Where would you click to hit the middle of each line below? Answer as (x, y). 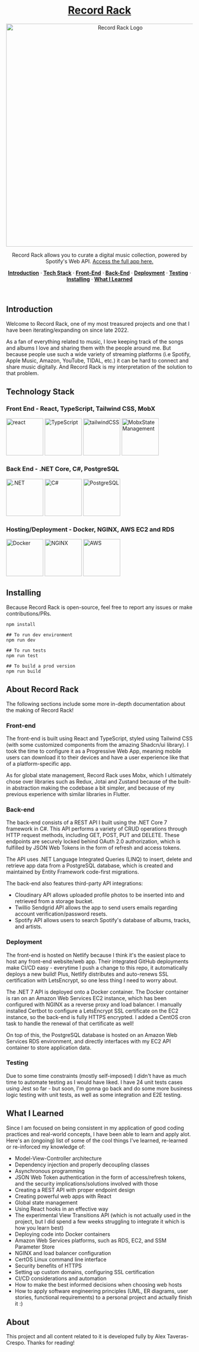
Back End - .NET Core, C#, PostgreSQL (63, 469)
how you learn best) (39, 1228)
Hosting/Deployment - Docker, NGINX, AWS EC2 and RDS (90, 529)
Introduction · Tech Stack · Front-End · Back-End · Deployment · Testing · (99, 273)
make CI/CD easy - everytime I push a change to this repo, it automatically (97, 967)
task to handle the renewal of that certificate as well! (70, 1023)
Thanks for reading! (51, 1343)
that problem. (23, 373)
